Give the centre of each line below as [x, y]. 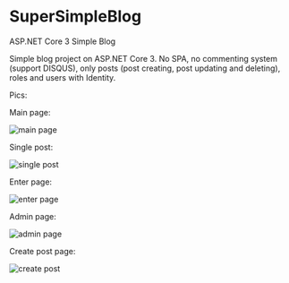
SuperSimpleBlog [75, 17]
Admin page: [33, 216]
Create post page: [42, 251]
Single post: [31, 147]
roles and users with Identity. [63, 77]
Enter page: [30, 182]
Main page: [30, 112]
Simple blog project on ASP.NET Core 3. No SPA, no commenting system [144, 58]
